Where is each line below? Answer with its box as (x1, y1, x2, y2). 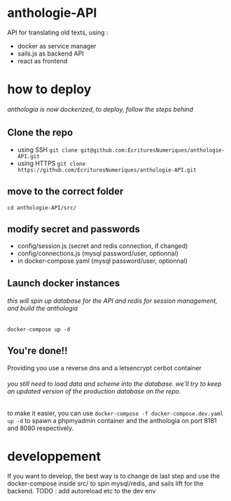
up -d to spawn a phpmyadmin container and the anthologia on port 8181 (7, 416, 217, 424)
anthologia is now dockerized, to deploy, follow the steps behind (7, 105, 194, 113)
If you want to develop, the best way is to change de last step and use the (7, 471, 220, 480)
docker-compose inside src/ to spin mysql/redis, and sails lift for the (7, 479, 204, 488)
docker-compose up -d (7, 325, 71, 333)
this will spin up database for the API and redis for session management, (7, 297, 218, 305)
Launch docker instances (7, 277, 120, 289)
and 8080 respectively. (7, 424, 74, 432)
